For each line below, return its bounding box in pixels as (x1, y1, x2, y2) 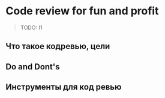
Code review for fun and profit (5, 4, 159, 18)
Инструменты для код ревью (5, 82, 122, 92)
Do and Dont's (5, 62, 61, 72)
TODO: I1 (20, 24, 43, 31)
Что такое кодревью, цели (5, 41, 110, 51)
